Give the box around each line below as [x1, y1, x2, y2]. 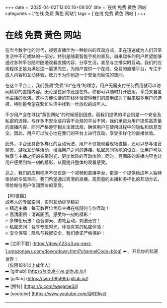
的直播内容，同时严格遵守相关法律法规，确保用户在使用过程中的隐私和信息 [5, 123, 158, 130]
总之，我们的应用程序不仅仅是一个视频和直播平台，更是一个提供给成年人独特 [5, 170, 162, 176]
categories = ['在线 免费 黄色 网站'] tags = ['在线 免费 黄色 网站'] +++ [5, 10, 147, 16]
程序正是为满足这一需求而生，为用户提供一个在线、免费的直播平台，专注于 [9, 65, 162, 71]
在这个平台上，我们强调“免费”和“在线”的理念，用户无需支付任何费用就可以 [5, 82, 157, 88]
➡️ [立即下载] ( [5, 240, 34, 246]
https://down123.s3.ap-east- [34, 240, 92, 246]
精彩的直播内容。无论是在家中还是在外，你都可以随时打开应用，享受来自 [9, 88, 158, 94]
